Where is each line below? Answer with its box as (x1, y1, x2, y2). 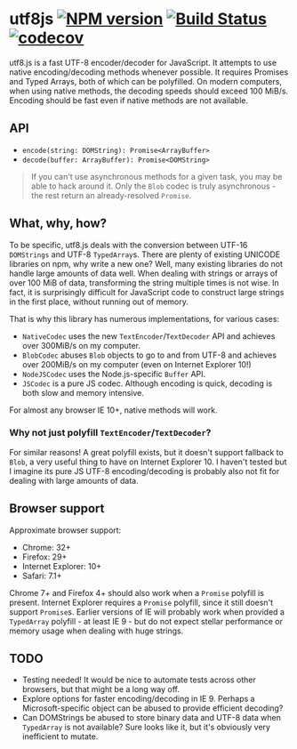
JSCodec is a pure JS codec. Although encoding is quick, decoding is (21, 378, 273, 389)
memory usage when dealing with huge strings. (9, 625, 184, 636)
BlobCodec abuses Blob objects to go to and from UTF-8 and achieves (21, 350, 277, 360)
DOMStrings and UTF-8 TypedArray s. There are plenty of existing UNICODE (9, 249, 281, 260)
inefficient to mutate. (21, 731, 99, 742)
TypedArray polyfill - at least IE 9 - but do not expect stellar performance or (9, 616, 283, 626)
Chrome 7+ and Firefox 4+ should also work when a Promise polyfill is (9, 587, 265, 598)
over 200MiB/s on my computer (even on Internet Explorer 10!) (21, 358, 252, 369)
